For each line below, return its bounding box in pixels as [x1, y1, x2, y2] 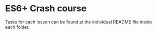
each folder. [5, 24, 30, 30]
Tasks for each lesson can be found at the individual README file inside [5, 19, 153, 25]
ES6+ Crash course [5, 3, 87, 14]
